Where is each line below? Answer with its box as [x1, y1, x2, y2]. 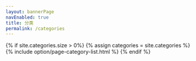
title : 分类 [5, 20, 34, 26]
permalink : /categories [5, 25, 65, 32]
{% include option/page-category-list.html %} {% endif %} [5, 48, 151, 56]
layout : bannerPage [5, 8, 55, 15]
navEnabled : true [5, 14, 49, 20]
